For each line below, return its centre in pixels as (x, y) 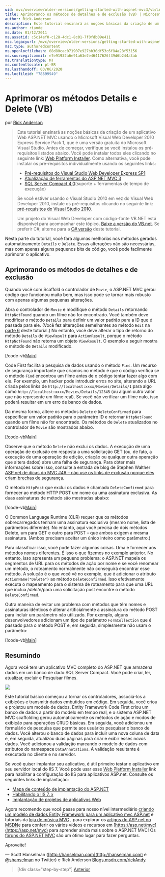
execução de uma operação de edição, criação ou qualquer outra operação (82, 457)
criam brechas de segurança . (35, 478)
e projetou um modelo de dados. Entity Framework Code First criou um (77, 707)
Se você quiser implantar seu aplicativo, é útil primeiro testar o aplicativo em (82, 764)
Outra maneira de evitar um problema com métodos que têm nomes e (76, 604)
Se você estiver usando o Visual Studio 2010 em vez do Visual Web (85, 198)
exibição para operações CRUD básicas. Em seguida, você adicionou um (79, 723)
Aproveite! (15, 845)
